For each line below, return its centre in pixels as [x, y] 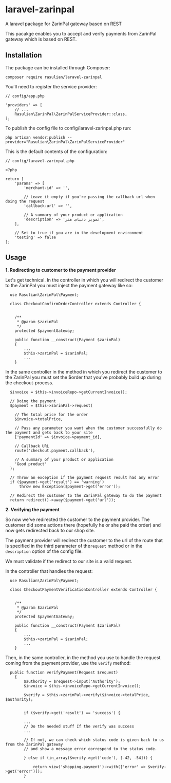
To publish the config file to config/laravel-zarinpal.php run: [69, 128]
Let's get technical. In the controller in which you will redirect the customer [84, 280]
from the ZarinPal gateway [34, 744]
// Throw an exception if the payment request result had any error [85, 477]
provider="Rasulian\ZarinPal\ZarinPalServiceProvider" [65, 142]
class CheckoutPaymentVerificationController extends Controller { [84, 589]
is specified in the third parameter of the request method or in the [74, 546]
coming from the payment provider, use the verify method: [68, 663]
